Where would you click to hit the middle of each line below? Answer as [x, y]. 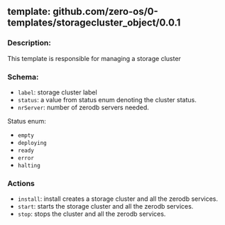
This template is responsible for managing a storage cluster [94, 58]
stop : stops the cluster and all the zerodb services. [92, 214]
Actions [21, 183]
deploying [32, 143]
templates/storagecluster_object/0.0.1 [94, 23]
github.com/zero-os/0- [105, 12]
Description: [29, 43]
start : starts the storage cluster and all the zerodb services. [105, 207]
